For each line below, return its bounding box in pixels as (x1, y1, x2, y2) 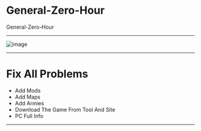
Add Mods (14, 87, 41, 94)
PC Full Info (14, 112, 44, 120)
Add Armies (14, 99, 44, 106)
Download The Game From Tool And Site (14, 106, 115, 113)
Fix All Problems (6, 67, 89, 81)
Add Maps (14, 93, 41, 100)
